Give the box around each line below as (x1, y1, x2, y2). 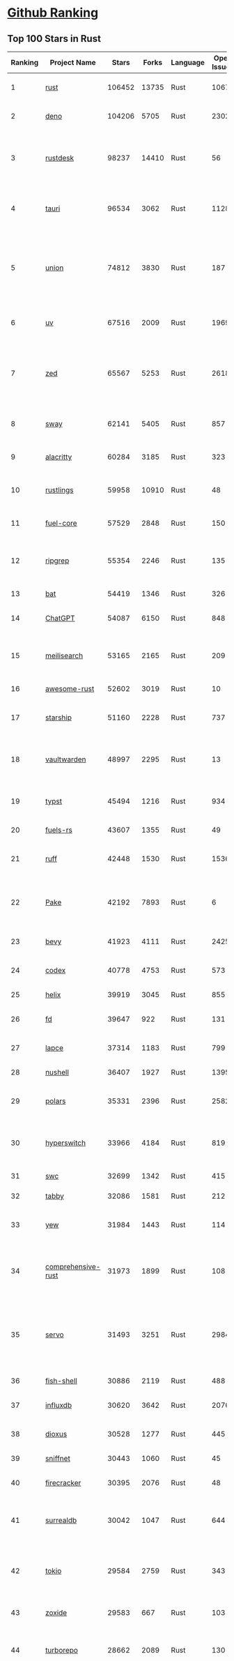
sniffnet (45, 1454, 71, 1463)
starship (45, 713, 72, 722)
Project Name (49, 58, 96, 67)
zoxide (45, 1608, 68, 1617)
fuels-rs (45, 825, 73, 835)
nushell (45, 1068, 70, 1077)
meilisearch (45, 651, 84, 660)
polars (45, 1096, 66, 1106)
